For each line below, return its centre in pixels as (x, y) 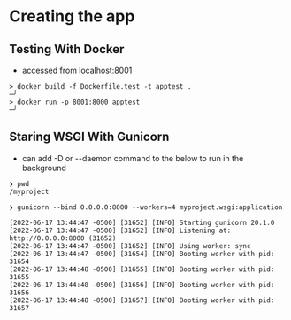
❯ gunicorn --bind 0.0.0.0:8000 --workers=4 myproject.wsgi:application (146, 207)
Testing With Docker (67, 49)
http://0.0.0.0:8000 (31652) (63, 238)
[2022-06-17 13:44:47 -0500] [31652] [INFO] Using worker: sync (130, 246)
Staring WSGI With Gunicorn (89, 137)
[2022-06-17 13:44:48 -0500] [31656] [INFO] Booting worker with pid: (142, 285)
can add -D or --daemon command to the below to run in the (133, 158)
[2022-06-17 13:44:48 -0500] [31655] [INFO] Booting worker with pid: (142, 269)
